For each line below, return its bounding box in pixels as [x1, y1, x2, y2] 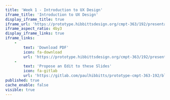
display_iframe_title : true [5, 17, 65, 22]
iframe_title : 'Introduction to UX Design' [5, 12, 99, 17]
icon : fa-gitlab [23, 69, 58, 74]
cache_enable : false [5, 82, 49, 87]
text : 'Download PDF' [23, 45, 69, 50]
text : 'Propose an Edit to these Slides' [23, 64, 112, 69]
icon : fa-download [23, 49, 62, 55]
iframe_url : [5, 21, 30, 27]
